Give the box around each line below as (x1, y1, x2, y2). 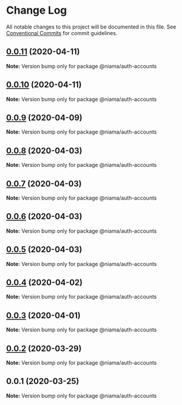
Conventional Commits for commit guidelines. (6, 29, 117, 36)
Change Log (6, 4, 67, 17)
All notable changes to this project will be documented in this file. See (6, 23, 177, 30)
